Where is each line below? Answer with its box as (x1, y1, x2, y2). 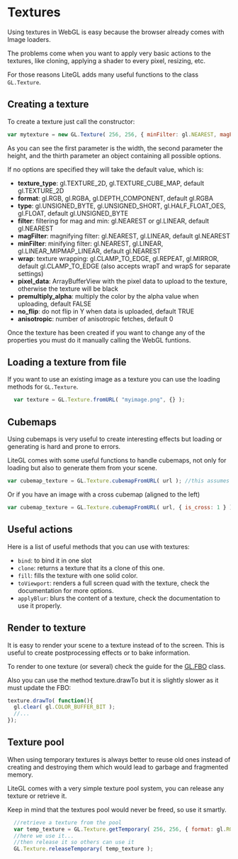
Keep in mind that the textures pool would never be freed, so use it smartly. (7, 805, 227, 814)
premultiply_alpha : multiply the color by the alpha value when (17, 292, 199, 300)
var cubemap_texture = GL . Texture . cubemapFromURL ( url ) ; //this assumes (7, 477, 230, 484)
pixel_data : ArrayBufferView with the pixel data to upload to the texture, (17, 277, 228, 285)
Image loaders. (7, 35, 51, 43)
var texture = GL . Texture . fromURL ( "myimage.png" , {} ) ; (13, 397, 186, 404)
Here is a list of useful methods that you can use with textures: (7, 542, 190, 550)
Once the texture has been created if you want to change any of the (7, 328, 205, 337)
